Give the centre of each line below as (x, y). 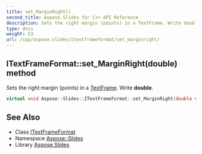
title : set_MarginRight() (38, 12)
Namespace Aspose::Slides (49, 138)
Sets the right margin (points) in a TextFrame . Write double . (80, 87)
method (21, 73)
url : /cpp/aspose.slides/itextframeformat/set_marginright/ (83, 40)
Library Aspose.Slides (42, 144)
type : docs (20, 28)
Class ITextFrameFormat (45, 132)
